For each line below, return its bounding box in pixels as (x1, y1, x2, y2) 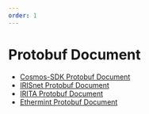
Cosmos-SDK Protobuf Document (19, 72, 131, 82)
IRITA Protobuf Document (19, 89, 104, 98)
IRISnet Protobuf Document (19, 80, 109, 89)
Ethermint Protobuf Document (19, 97, 118, 107)
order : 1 (8, 11, 37, 20)
